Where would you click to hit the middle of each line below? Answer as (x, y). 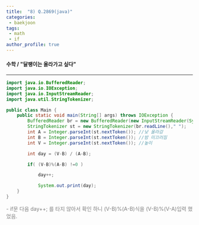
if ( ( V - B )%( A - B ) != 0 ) (55, 164)
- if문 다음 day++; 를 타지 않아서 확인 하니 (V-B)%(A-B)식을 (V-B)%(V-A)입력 (96, 208)
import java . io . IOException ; (42, 88)
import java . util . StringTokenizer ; (50, 99)
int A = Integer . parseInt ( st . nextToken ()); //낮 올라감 (95, 132)
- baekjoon (22, 22)
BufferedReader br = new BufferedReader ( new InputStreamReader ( (108, 121)
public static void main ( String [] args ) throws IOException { (95, 115)
